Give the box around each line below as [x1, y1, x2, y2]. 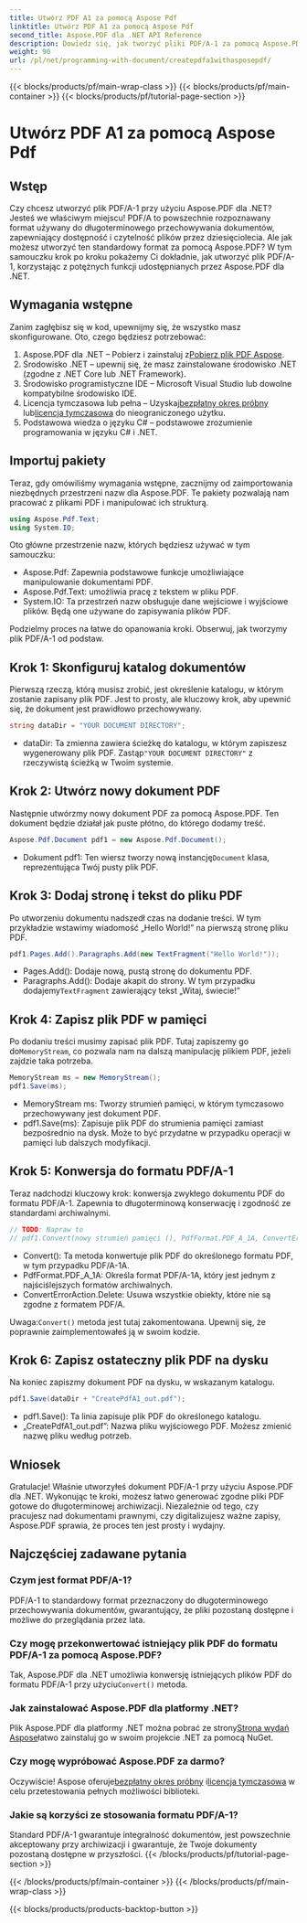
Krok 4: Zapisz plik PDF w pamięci [9, 1011, 207, 1027]
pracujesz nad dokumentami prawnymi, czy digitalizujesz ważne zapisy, [9, 1511, 281, 1522]
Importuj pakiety [9, 454, 107, 469]
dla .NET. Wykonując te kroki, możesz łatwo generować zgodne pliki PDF [9, 1491, 285, 1502]
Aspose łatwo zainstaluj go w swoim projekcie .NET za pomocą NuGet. [9, 1732, 274, 1743]
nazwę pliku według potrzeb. [22, 1430, 132, 1441]
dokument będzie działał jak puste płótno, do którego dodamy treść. [9, 817, 267, 828]
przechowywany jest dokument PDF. [22, 1108, 162, 1118]
